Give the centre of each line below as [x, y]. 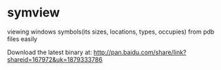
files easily [22, 38]
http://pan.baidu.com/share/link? [140, 52]
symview [34, 13]
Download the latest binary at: [50, 52]
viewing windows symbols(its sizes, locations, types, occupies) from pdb [111, 32]
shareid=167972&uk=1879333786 [55, 59]
